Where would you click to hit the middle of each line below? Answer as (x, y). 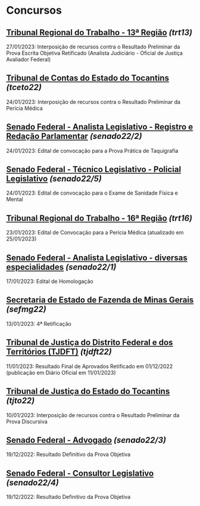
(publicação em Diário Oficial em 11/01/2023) (61, 372)
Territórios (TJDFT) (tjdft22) (59, 352)
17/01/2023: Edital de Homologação (50, 282)
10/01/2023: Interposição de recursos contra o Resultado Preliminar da (93, 415)
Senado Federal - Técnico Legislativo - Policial (94, 170)
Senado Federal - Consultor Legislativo (80, 473)
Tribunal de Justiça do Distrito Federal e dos (90, 343)
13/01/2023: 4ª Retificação (39, 323)
